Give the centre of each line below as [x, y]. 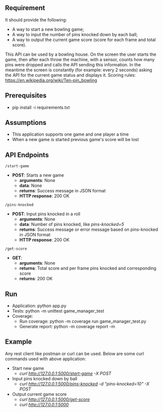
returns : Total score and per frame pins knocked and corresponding [88, 268]
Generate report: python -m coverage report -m [67, 327]
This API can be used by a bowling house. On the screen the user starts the [81, 54]
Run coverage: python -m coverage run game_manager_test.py [83, 321]
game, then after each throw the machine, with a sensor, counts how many [80, 59]
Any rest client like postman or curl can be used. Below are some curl [75, 353]
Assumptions [26, 123]
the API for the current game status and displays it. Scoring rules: [71, 75]
